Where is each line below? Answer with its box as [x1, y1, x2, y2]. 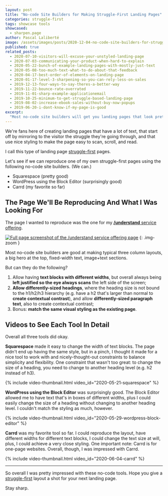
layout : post [5, 7, 32, 13]
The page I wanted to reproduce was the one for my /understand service [5, 219, 156, 225]
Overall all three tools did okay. [5, 334, 69, 340]
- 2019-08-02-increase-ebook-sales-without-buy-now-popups [9, 101, 135, 106]
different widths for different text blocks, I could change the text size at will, [5, 435, 161, 441]
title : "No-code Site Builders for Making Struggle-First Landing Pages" [5, 12, 162, 17]
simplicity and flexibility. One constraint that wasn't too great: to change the [5, 359, 161, 365]
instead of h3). [5, 370, 35, 376]
